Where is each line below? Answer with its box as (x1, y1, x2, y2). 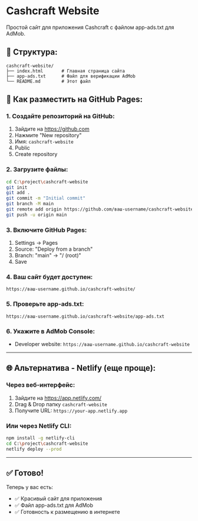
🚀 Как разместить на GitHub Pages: (6, 95, 143, 105)
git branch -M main (6, 201, 54, 207)
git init (6, 185, 28, 190)
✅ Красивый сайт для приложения (14, 495, 103, 502)
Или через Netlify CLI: (6, 422, 72, 430)
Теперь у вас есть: (6, 484, 54, 491)
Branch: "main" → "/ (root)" (14, 252, 81, 259)
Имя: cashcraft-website (14, 138, 74, 145)
